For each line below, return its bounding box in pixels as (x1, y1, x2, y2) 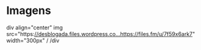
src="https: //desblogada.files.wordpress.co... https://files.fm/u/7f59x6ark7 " (6, 30, 196, 37)
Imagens (6, 4, 52, 18)
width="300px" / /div (6, 37, 60, 44)
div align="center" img (6, 24, 63, 31)
